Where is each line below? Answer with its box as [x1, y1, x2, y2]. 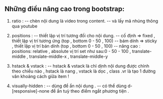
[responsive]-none [11, 88, 50, 94]
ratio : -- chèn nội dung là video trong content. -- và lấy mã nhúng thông [11, 18, 158, 24]
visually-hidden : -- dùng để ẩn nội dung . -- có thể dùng [11, 83, 127, 89]
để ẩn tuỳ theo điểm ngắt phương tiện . [50, 88, 130, 94]
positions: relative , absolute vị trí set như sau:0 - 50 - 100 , [11, 48, 131, 54]
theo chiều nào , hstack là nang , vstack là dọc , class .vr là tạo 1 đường [11, 68, 156, 74]
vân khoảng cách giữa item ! [11, 73, 69, 79]
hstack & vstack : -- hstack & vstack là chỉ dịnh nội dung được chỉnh [11, 63, 150, 69]
